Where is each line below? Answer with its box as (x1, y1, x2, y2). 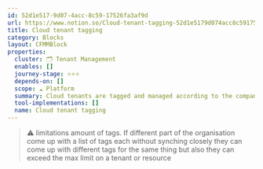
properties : (7, 48, 46, 56)
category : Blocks (7, 33, 64, 42)
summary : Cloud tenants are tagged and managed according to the (14, 92, 233, 100)
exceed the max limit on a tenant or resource (26, 153, 172, 162)
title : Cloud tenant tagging (7, 26, 103, 34)
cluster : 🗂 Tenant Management (14, 56, 116, 64)
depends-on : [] (14, 77, 64, 85)
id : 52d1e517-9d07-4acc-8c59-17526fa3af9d (7, 11, 148, 20)
